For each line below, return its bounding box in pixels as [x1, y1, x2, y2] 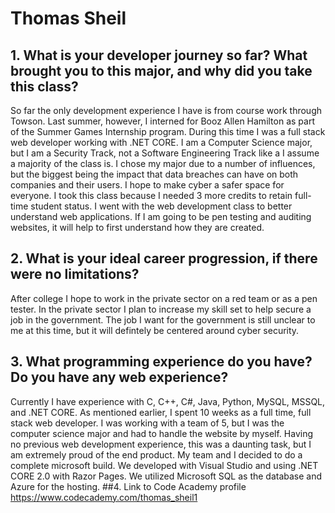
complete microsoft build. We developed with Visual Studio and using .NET [10, 459, 319, 471]
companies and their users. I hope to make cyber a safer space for [10, 179, 285, 191]
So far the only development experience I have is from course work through [10, 105, 323, 116]
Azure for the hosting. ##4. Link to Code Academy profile [10, 480, 247, 492]
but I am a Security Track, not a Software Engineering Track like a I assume [10, 147, 320, 159]
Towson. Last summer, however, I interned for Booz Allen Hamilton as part [10, 115, 315, 127]
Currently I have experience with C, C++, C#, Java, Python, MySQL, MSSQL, [10, 395, 326, 407]
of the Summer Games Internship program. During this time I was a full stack [10, 126, 326, 137]
